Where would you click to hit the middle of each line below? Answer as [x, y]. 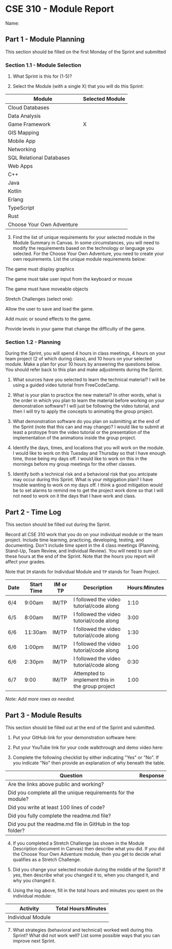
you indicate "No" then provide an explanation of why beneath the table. [89, 763]
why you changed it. [34, 880]
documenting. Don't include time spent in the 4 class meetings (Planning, [82, 545]
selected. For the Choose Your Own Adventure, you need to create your [88, 254]
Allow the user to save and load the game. [50, 309]
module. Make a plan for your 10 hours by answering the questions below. [83, 364]
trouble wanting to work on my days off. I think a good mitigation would [88, 485]
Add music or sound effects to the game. [48, 319]
